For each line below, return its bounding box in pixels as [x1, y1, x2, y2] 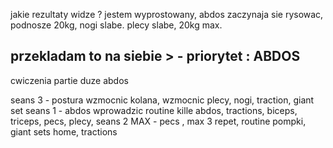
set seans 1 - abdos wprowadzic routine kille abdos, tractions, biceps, [10, 104, 298, 116]
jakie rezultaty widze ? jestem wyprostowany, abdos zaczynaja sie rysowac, [10, 9, 324, 20]
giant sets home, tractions [10, 125, 118, 138]
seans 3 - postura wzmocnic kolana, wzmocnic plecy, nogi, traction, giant [10, 94, 315, 106]
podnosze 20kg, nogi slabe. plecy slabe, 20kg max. [10, 19, 223, 31]
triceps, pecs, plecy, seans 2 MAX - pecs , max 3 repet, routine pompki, [10, 115, 307, 127]
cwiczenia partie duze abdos [10, 74, 129, 86]
